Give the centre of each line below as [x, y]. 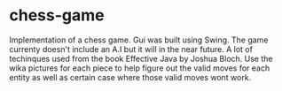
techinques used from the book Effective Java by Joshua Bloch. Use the [141, 58]
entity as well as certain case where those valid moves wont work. [130, 77]
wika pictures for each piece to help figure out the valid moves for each [140, 68]
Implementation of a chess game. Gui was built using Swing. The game [139, 40]
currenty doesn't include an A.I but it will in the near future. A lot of [131, 49]
